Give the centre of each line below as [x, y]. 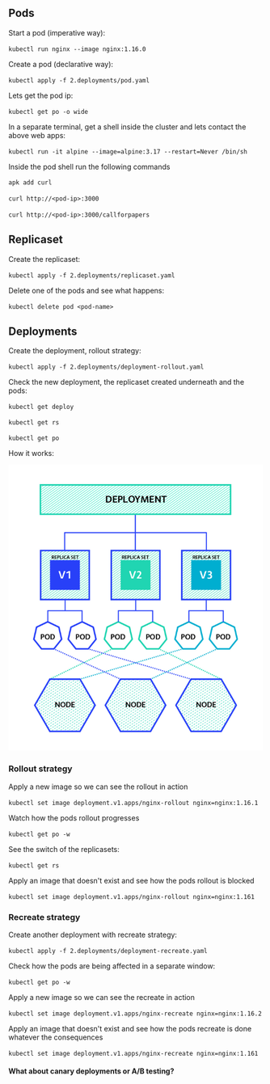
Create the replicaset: [44, 259]
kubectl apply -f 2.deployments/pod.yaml [79, 80]
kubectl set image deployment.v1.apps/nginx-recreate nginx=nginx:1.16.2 [135, 1014]
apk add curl [30, 182]
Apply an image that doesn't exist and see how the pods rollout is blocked [131, 880]
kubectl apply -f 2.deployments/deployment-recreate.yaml [108, 951]
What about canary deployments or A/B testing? [91, 1071]
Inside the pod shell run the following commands [89, 167]
